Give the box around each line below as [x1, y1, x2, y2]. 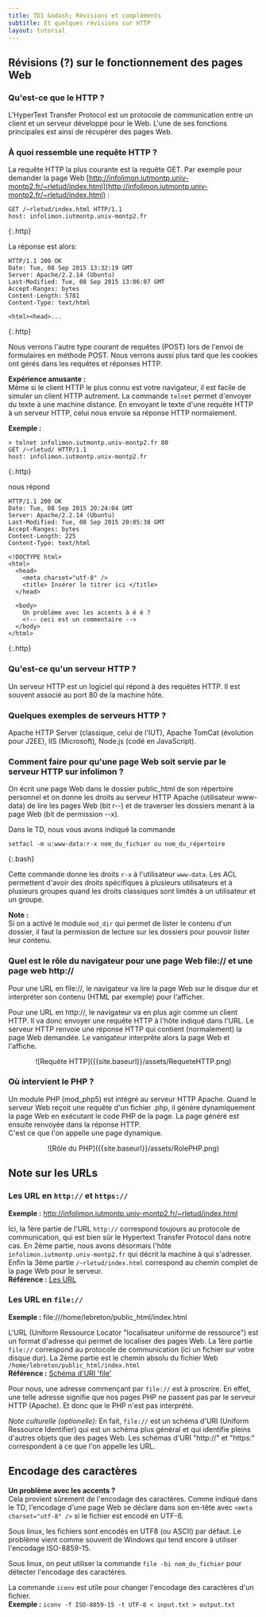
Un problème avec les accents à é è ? [22, 609, 151, 617]
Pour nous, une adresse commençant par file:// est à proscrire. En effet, [8, 1383, 252, 1393]
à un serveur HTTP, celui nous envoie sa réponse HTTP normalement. [8, 408, 237, 418]
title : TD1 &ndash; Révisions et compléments [8, 11, 161, 20]
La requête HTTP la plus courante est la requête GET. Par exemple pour [8, 164, 242, 175]
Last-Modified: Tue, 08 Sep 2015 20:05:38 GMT [8, 518, 165, 527]
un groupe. [8, 895, 44, 904]
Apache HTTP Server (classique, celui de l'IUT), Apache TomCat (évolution [8, 728, 254, 737]
